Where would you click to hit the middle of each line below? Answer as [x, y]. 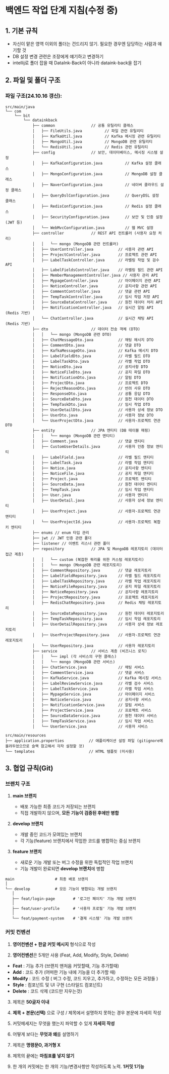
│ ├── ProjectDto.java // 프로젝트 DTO [90, 383]
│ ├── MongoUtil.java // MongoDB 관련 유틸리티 [92, 142]
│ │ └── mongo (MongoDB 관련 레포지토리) [77, 565]
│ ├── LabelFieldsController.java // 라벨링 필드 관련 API [97, 270]
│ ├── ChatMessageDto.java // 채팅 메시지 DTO [93, 340]
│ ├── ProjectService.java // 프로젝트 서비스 [92, 710]
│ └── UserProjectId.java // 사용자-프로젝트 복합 [96, 522]
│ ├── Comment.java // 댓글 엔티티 [88, 441]
